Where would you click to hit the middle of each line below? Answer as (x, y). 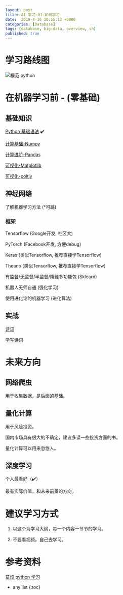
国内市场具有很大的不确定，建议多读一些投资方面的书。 (63, 437)
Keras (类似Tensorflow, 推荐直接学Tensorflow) (54, 255)
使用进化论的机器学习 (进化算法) (39, 299)
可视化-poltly (19, 176)
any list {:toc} (26, 587)
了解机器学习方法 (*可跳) (31, 207)
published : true (22, 34)
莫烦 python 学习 (23, 577)
